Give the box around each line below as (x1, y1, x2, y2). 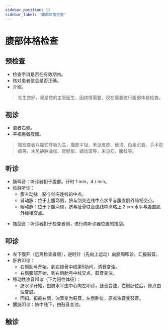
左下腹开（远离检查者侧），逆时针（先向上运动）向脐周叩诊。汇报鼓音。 (12, 251, 160, 257)
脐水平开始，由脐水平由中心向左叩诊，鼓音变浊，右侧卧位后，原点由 (20, 282, 161, 288)
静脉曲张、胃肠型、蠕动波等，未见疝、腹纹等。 (39, 148, 137, 154)
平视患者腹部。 (12, 131, 44, 137)
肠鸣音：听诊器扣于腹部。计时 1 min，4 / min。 (12, 179, 110, 185)
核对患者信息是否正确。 (12, 77, 61, 84)
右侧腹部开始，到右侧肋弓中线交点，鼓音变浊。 (20, 270, 117, 276)
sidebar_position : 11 (5, 7, 51, 13)
